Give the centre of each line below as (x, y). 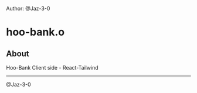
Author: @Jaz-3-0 (28, 8)
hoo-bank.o (35, 32)
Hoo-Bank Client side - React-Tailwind (52, 68)
